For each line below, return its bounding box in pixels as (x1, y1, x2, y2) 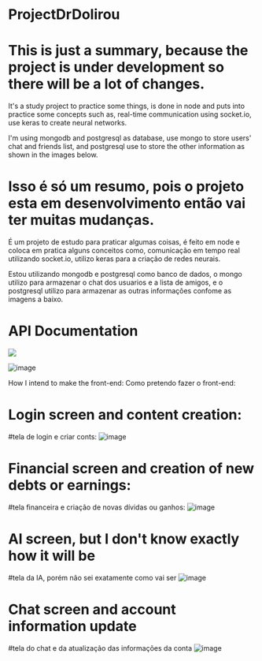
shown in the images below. (8, 150, 98, 159)
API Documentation (8, 322, 138, 340)
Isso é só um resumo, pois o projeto (8, 177, 245, 196)
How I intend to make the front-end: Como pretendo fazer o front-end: (8, 379, 236, 387)
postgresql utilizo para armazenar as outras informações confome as (8, 286, 232, 296)
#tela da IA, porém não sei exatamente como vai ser (8, 573, 177, 582)
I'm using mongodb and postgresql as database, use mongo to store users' (8, 133, 252, 143)
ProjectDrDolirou (8, 6, 120, 24)
